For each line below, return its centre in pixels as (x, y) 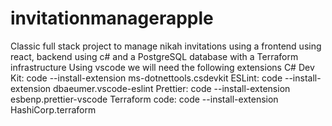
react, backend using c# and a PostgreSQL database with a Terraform (154, 56)
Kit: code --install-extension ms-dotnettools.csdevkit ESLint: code (146, 78)
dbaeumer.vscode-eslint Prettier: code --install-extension (172, 88)
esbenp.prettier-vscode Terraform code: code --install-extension (144, 99)
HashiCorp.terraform (53, 109)
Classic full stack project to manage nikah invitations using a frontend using (166, 46)
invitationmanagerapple (112, 18)
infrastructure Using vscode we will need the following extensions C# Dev (162, 67)
